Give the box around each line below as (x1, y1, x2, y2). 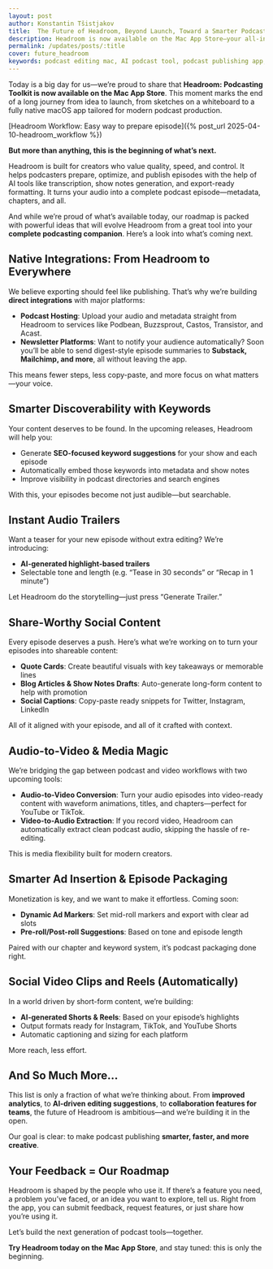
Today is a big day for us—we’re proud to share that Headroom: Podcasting (8, 79, 263, 89)
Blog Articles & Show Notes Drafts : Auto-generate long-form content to (19, 679, 262, 689)
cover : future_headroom (8, 50, 89, 58)
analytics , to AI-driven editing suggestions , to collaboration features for (8, 1098, 258, 1109)
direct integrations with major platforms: (8, 295, 145, 305)
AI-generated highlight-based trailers (19, 559, 150, 569)
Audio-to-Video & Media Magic (8, 744, 169, 758)
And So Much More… (8, 1068, 119, 1082)
